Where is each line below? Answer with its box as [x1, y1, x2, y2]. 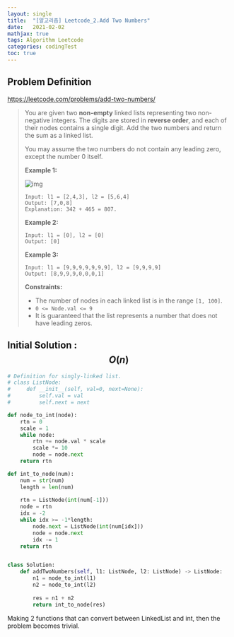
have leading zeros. [35, 319, 93, 327]
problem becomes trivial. [7, 621, 80, 630]
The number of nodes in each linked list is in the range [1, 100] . [35, 296, 223, 305]
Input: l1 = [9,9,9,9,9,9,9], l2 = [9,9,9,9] [24, 264, 161, 271]
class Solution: [7, 561, 55, 569]
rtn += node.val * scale [33, 438, 106, 445]
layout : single [7, 10, 52, 18]
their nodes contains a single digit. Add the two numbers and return [24, 123, 222, 132]
